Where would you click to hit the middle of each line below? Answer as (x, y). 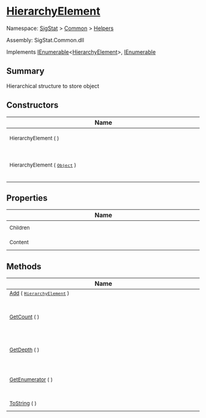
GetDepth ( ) (25, 350)
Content (19, 242)
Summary (25, 71)
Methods (24, 267)
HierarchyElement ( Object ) (43, 165)
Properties (27, 198)
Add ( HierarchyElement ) (39, 293)
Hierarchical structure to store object (53, 86)
